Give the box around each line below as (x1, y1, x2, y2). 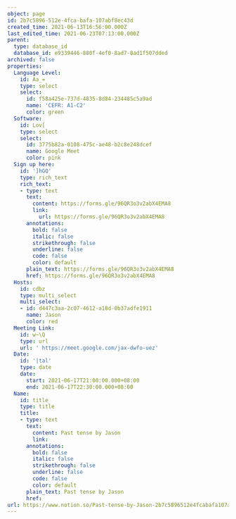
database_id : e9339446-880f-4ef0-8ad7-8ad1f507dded (13, 50, 169, 57)
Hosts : (13, 279, 33, 286)
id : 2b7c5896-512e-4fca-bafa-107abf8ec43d (7, 17, 133, 24)
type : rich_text (20, 174, 68, 181)
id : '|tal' (20, 357, 52, 365)
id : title (20, 396, 49, 404)
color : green (25, 108, 65, 115)
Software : (13, 115, 42, 122)
